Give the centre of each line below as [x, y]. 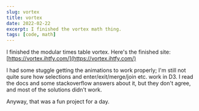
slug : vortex [23, 12]
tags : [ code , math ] [31, 35]
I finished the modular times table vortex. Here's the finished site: [88, 52]
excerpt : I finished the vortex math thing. [64, 29]
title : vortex [24, 18]
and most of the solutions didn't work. [54, 90]
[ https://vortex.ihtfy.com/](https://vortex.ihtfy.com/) [71, 59]
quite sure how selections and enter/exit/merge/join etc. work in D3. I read [100, 77]
